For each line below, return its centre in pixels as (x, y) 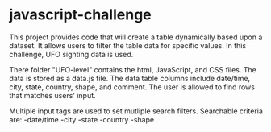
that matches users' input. (52, 95)
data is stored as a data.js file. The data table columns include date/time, (130, 78)
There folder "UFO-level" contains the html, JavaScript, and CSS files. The (133, 69)
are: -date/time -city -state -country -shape (82, 119)
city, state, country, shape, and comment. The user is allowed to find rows (132, 87)
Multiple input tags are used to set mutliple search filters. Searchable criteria (136, 111)
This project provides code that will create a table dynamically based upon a (136, 37)
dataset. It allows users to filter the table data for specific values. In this (128, 45)
